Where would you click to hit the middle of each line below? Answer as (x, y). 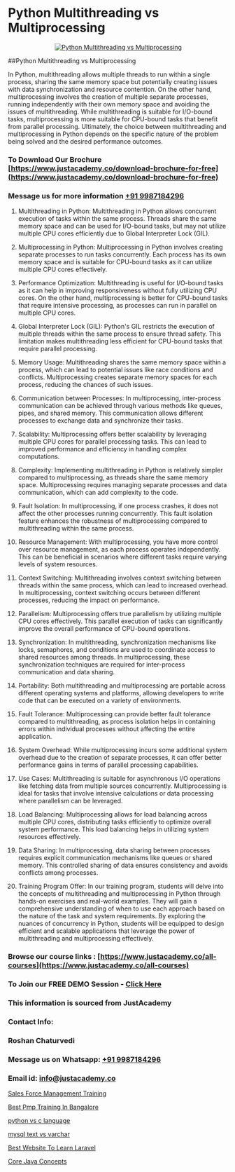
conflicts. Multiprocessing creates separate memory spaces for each (117, 377)
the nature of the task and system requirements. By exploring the (112, 916)
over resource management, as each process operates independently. (119, 550)
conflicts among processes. (58, 873)
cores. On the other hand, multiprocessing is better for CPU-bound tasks (123, 298)
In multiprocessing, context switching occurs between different (109, 593)
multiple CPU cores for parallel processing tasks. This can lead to (112, 442)
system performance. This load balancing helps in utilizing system (113, 829)
